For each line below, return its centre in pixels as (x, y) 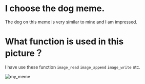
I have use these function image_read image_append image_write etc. (73, 67)
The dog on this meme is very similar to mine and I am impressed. (71, 22)
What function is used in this (64, 42)
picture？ (24, 53)
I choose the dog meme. (55, 8)
